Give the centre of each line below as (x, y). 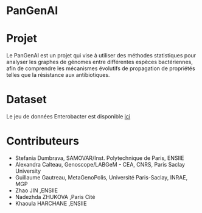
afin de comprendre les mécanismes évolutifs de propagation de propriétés (101, 68)
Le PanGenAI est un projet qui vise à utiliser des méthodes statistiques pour (101, 56)
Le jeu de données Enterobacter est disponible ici (68, 117)
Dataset (26, 100)
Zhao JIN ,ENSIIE (37, 190)
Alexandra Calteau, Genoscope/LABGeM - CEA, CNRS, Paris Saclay (100, 164)
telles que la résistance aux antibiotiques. (58, 75)
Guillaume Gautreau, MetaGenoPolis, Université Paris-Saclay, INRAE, (101, 177)
